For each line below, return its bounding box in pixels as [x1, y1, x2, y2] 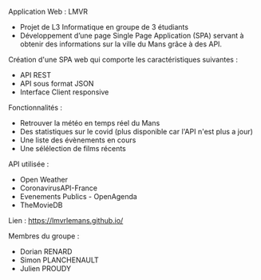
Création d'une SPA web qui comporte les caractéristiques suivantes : [8, 55, 238, 64]
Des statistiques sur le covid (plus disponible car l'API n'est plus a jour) [19, 127, 254, 136]
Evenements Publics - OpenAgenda [19, 192, 137, 201]
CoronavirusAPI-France [19, 183, 98, 193]
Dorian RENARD [19, 247, 73, 256]
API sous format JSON [19, 79, 94, 88]
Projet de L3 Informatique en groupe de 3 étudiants [19, 22, 189, 31]
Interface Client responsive [19, 87, 109, 97]
